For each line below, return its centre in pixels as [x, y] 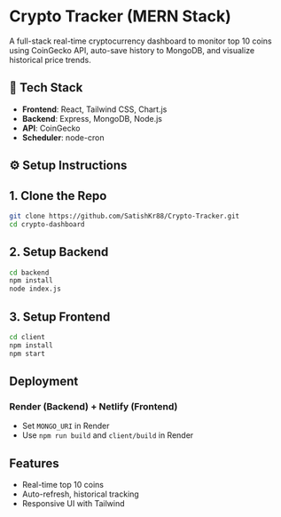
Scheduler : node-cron [63, 137]
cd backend [29, 273]
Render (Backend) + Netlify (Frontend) [94, 406]
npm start [27, 354]
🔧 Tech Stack [46, 87]
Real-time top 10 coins [63, 485]
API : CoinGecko [51, 128]
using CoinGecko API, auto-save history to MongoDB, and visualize [132, 50]
